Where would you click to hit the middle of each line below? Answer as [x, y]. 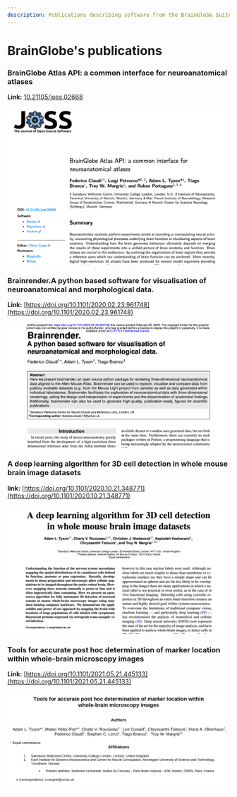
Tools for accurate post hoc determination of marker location [114, 650]
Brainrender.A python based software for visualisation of [107, 280]
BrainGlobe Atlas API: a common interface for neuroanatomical [117, 73]
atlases [20, 81]
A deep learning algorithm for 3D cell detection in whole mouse [117, 464]
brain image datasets [44, 473]
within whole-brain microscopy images [76, 659]
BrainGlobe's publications [85, 50]
